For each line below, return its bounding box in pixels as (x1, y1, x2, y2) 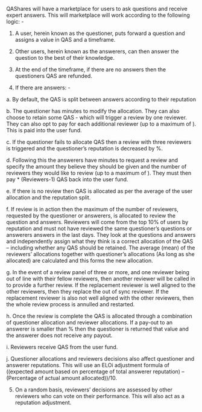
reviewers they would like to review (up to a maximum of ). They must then (6, 169, 192, 176)
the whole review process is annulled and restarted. (6, 301, 135, 307)
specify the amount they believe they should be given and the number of (6, 163, 187, 170)
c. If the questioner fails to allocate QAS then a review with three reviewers (6, 138, 192, 146)
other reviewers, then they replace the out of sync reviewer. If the (6, 288, 169, 295)
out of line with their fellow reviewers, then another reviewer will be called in (6, 275, 195, 282)
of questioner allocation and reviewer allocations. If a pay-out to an (6, 319, 173, 326)
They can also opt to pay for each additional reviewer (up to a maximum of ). (6, 120, 197, 127)
